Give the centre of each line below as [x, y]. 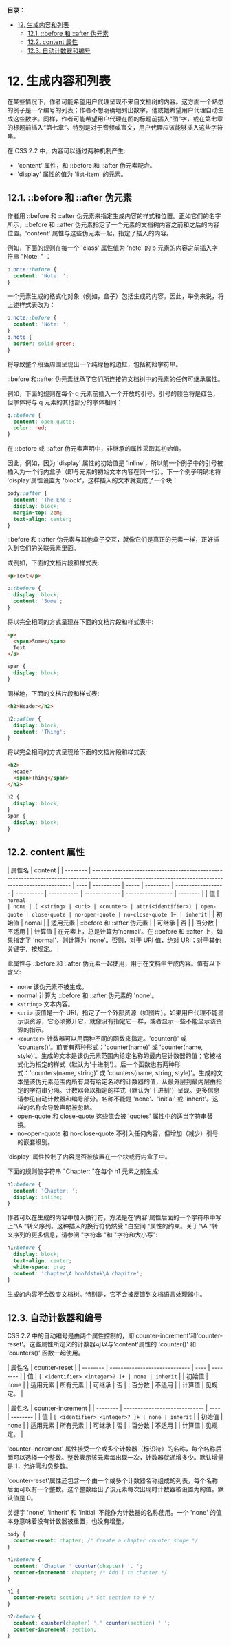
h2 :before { [24, 1617]
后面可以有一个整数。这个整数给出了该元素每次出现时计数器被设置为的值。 [112, 1489]
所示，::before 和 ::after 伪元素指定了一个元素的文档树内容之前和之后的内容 [113, 224]
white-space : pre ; [40, 1267]
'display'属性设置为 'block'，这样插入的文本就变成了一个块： [93, 480]
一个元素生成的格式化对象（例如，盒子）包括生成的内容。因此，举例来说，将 [115, 296]
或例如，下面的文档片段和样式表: [53, 563]
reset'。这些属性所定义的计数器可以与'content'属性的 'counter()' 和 [102, 1344]
